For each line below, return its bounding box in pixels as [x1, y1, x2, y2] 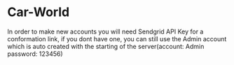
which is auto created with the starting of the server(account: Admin [7, 42, 205, 50]
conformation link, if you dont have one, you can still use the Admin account [7, 34, 227, 43]
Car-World [7, 4, 70, 20]
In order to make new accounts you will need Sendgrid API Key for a [7, 27, 204, 36]
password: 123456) [7, 50, 63, 58]
